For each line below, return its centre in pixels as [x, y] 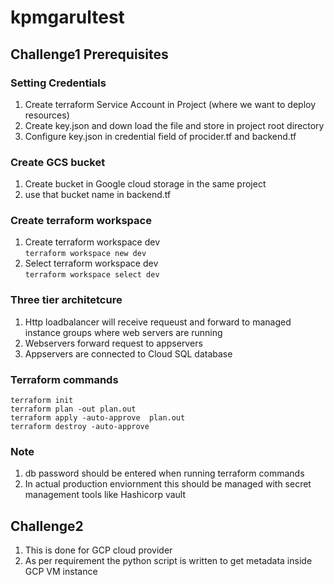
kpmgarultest [67, 17]
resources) [47, 115]
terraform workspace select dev [92, 275]
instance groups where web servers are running [123, 332]
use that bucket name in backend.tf [98, 195]
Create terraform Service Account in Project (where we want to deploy [170, 104]
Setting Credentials [58, 83]
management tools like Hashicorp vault [105, 495]
